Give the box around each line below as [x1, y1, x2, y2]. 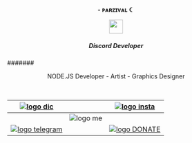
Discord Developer [88, 41, 144, 49]
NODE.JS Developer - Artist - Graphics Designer [47, 71, 185, 80]
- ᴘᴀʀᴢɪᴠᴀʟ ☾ [97, 5, 135, 14]
